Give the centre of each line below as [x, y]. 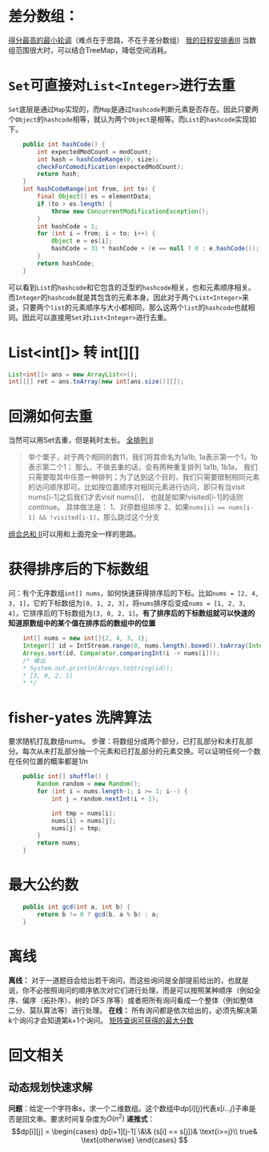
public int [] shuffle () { [66, 777]
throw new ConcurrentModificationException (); [130, 211]
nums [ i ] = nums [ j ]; [83, 821]
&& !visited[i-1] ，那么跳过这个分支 [99, 517]
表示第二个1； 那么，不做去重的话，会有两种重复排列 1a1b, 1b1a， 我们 [143, 467]
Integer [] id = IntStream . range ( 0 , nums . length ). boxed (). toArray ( [136, 646]
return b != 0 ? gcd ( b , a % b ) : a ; [98, 914]
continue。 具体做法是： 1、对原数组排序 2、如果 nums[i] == [126, 507]
